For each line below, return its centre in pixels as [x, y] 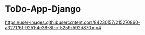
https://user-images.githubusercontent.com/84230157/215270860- [72, 22]
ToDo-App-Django [43, 9]
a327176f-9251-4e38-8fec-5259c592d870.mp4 [53, 27]
